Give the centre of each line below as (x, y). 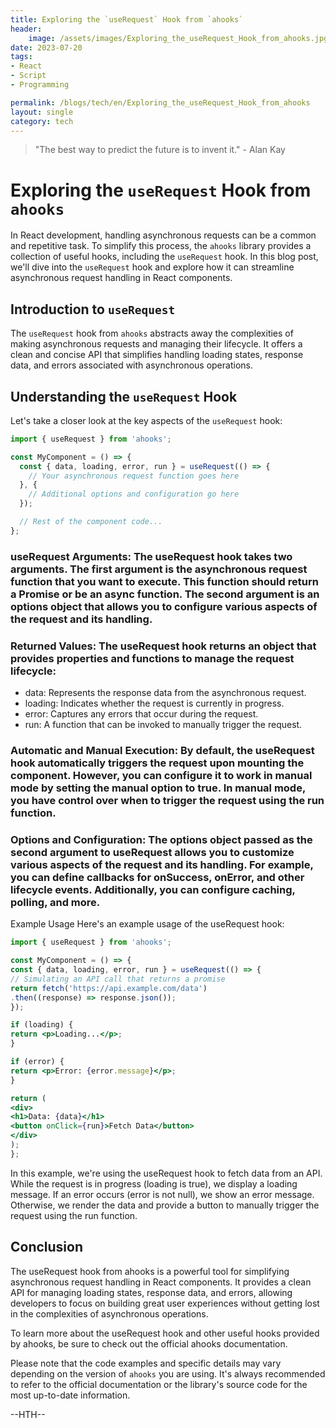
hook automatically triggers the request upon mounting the (157, 763)
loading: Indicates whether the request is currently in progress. (154, 703)
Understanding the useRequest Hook (124, 396)
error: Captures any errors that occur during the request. (141, 714)
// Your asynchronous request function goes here (134, 476)
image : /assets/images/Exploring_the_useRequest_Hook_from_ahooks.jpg (178, 38)
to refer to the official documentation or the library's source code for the (159, 1384)
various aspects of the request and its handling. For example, (162, 864)
